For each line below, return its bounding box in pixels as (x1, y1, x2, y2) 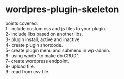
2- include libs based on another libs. (5, 31, 83, 37)
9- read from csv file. (5, 68, 50, 74)
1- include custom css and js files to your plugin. (5, 25, 107, 31)
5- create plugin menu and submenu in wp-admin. (5, 47, 111, 53)
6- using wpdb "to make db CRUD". (5, 52, 80, 59)
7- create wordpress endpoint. (5, 58, 69, 64)
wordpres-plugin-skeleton (5, 4, 119, 15)
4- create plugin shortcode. (5, 42, 63, 48)
